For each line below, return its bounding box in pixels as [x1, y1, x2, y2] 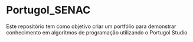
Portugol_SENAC [6, 3, 91, 17]
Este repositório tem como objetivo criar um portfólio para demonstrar [6, 23, 176, 30]
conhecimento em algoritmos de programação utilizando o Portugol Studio [6, 29, 188, 36]
